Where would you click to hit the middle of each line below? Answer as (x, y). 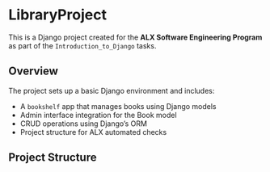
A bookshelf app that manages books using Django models (118, 106)
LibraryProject (58, 15)
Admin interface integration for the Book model (98, 115)
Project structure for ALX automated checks (93, 132)
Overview (34, 71)
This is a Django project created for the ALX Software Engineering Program (135, 37)
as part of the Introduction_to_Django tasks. (82, 45)
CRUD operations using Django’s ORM (84, 124)
